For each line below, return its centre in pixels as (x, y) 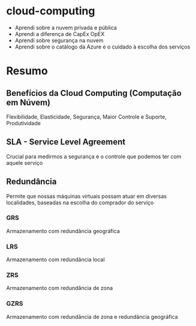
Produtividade (23, 123)
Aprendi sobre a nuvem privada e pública (66, 28)
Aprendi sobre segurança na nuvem (59, 40)
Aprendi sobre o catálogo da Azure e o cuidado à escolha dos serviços (102, 47)
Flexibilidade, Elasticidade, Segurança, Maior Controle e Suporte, (86, 117)
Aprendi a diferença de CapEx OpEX (60, 34)
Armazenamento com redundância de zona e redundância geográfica (92, 316)
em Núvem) (28, 102)
